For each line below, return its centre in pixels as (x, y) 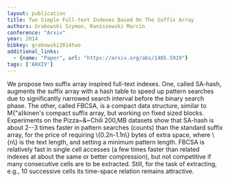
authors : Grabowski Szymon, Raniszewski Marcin (76, 26)
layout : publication (37, 13)
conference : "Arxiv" (37, 32)
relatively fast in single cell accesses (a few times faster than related (103, 149)
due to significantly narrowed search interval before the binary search (105, 98)
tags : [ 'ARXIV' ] (30, 64)
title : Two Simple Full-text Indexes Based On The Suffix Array (101, 20)
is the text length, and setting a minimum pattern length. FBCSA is (112, 142)
